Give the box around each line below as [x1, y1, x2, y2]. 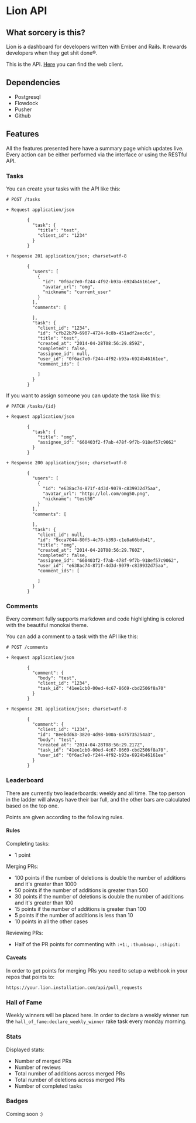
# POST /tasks [6, 196, 41, 202]
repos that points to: [6, 973, 55, 980]
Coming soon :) [6, 1110, 43, 1117]
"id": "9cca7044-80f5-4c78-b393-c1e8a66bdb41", [37, 537, 156, 543]
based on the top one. [6, 802, 60, 809]
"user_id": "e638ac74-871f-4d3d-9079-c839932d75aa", [37, 562, 169, 568]
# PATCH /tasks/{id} [6, 403, 57, 409]
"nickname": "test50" [43, 495, 95, 502]
